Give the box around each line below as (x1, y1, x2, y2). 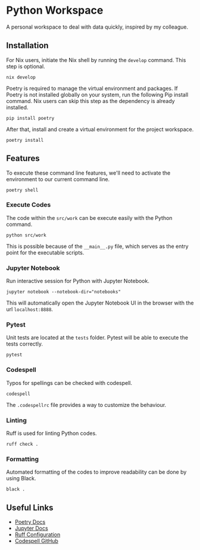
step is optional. (6, 63, 46, 70)
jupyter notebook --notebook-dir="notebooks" (6, 289, 121, 295)
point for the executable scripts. (6, 248, 85, 256)
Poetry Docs (14, 518, 46, 526)
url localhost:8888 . (6, 306, 54, 313)
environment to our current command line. (6, 175, 110, 182)
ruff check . (6, 442, 39, 448)
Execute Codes (6, 201, 51, 209)
